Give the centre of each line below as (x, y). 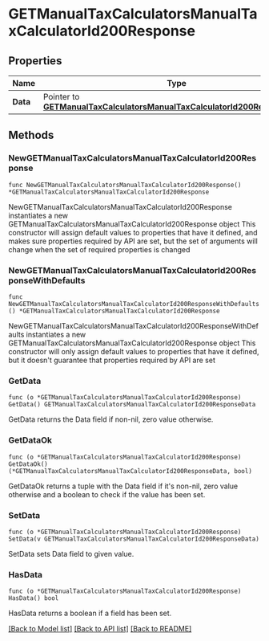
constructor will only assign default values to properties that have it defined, (134, 351)
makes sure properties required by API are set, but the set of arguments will (133, 241)
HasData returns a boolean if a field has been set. (90, 613)
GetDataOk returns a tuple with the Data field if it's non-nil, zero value (123, 486)
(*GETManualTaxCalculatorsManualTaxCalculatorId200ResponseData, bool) (130, 471)
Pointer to (61, 97)
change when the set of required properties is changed (99, 249)
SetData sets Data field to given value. (71, 553)
